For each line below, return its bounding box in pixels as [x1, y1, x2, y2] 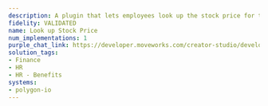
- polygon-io [8, 85, 52, 94]
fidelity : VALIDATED [8, 19, 77, 27]
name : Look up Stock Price [8, 26, 98, 34]
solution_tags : [8, 49, 59, 57]
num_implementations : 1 [8, 33, 88, 42]
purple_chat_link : [8, 41, 69, 49]
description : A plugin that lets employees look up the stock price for [8, 11, 255, 20]
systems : [8, 78, 37, 86]
